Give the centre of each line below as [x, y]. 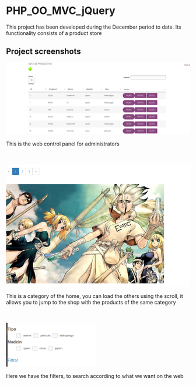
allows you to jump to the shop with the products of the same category [91, 303]
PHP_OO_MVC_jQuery [61, 11]
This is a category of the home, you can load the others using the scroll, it [94, 296]
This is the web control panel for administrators [63, 144]
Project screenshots [44, 52]
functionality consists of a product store [54, 33]
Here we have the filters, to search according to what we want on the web [95, 376]
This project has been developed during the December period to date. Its [94, 27]
